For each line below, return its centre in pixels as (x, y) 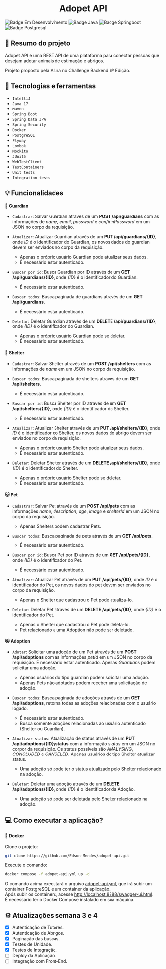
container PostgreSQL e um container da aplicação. (58, 889)
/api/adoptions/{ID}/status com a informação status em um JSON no (84, 743)
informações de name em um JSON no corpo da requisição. (74, 369)
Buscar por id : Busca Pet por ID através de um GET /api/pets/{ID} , (81, 555)
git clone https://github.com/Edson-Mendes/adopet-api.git (67, 856)
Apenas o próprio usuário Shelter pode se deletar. (71, 478)
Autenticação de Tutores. (38, 927)
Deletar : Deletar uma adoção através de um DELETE (66, 784)
